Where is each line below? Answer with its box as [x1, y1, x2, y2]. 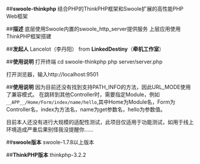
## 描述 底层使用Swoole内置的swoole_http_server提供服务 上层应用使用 [6, 26, 181, 32]
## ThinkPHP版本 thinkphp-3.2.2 [6, 151, 86, 158]
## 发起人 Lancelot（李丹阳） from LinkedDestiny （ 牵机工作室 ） [6, 45, 165, 52]
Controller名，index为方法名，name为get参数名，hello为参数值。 [6, 106, 166, 113]
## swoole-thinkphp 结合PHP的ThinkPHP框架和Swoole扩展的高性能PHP [6, 5, 184, 12]
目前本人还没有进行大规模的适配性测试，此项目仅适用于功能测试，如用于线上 [6, 119, 194, 125]
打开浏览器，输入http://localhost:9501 [6, 71, 99, 78]
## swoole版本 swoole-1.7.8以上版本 [6, 139, 94, 146]
